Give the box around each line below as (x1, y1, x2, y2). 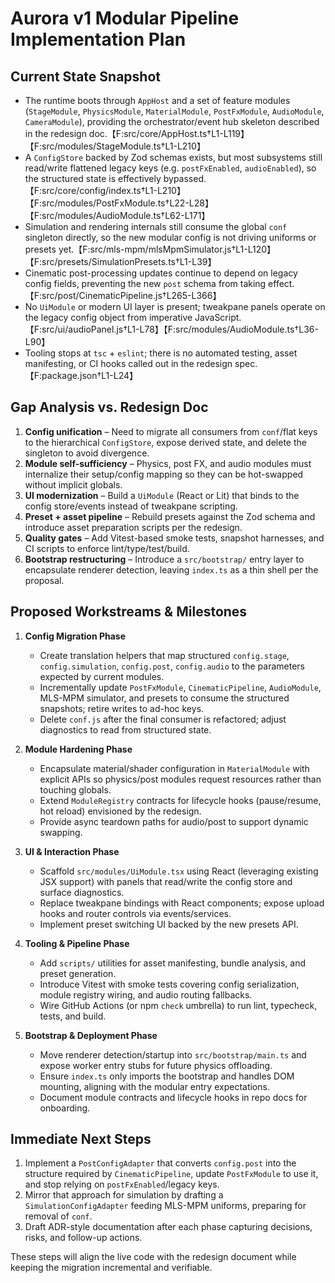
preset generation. (39, 967, 117, 979)
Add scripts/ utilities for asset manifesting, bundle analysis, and (39, 957, 307, 969)
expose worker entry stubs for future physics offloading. (39, 1059, 273, 1071)
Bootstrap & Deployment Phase (24, 1029, 158, 1041)
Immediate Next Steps (10, 1131, 152, 1148)
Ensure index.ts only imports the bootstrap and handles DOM (39, 1070, 295, 1082)
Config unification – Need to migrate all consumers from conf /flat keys (24, 425, 318, 437)
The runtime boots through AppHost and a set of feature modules (24, 95, 291, 106)
